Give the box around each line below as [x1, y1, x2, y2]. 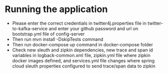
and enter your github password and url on [48, 25, 138, 31]
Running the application [5, 4, 108, 15]
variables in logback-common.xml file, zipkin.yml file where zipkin [12, 52, 151, 58]
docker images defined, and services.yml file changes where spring [12, 57, 155, 63]
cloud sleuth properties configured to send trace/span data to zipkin [12, 63, 156, 69]
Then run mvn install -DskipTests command [12, 36, 104, 42]
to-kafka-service [12, 25, 48, 31]
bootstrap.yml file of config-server [12, 31, 85, 37]
